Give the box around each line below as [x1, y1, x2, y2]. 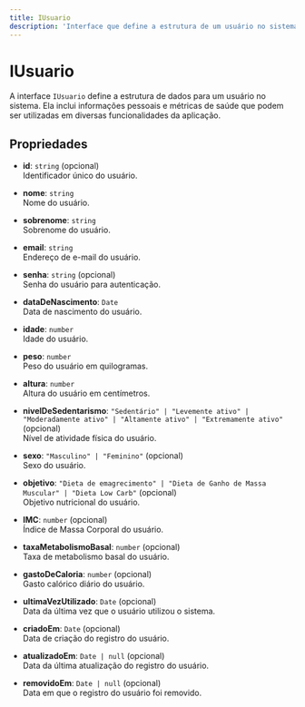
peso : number [22, 351, 72, 362]
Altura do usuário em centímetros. [22, 388, 151, 399]
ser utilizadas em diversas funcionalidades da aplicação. [9, 110, 221, 121]
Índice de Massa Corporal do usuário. [22, 524, 164, 535]
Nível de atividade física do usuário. [22, 433, 157, 444]
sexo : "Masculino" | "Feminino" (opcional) [22, 450, 184, 461]
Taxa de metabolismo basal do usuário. [22, 551, 170, 563]
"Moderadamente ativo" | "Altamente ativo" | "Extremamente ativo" [22, 415, 283, 425]
